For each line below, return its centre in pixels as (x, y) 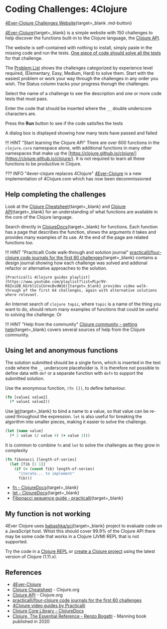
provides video (119, 286)
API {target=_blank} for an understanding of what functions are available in (82, 212)
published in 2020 (31, 622)
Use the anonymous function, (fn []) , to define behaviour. (66, 388)
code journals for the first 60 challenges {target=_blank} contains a (88, 257)
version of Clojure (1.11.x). (31, 557)
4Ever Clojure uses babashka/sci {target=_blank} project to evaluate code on (84, 526)
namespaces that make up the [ (38, 153)
